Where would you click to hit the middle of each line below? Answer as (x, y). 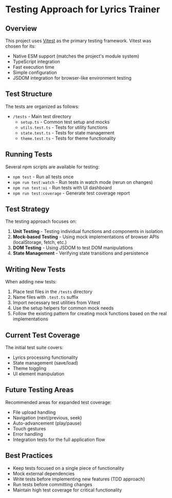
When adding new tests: (31, 282)
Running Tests (29, 154)
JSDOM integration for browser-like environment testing (72, 78)
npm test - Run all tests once (43, 177)
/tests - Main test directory (42, 116)
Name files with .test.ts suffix (45, 297)
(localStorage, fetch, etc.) (40, 242)
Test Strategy (27, 209)
